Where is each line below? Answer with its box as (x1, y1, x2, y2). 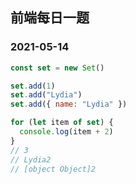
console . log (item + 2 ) (19, 127, 114, 137)
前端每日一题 (10, 9, 90, 27)
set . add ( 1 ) (10, 81, 56, 91)
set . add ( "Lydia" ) (10, 90, 83, 100)
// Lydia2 (10, 154, 52, 165)
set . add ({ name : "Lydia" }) (10, 99, 128, 110)
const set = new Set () (10, 63, 105, 73)
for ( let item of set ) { (10, 118, 114, 128)
